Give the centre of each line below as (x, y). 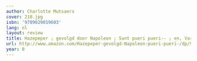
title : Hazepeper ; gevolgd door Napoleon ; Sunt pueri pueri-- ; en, (94, 38)
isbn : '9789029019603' (34, 22)
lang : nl (17, 28)
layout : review (25, 33)
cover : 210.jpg (25, 17)
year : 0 (16, 49)
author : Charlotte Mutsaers (40, 11)
